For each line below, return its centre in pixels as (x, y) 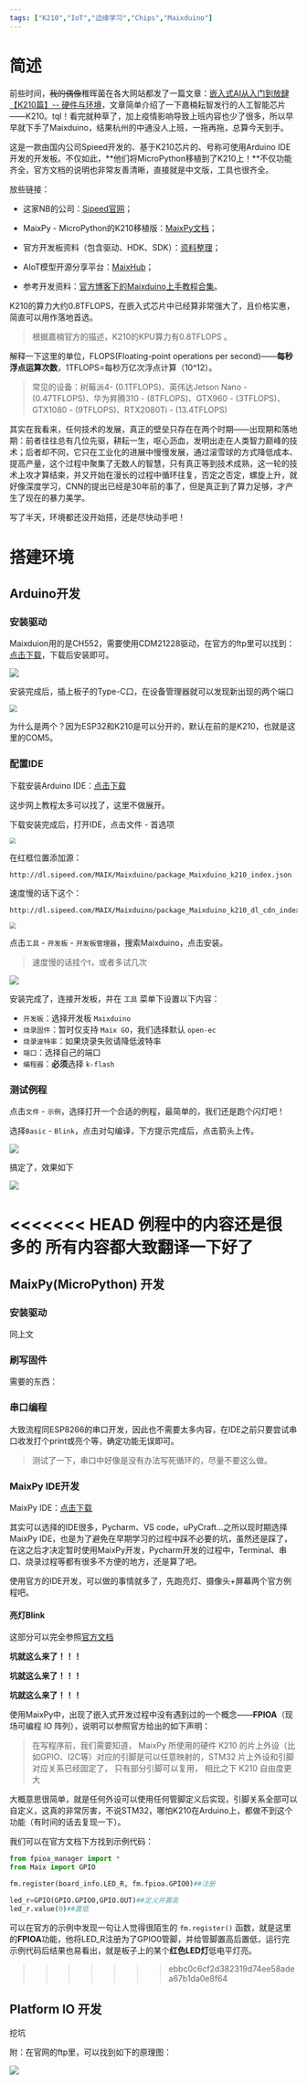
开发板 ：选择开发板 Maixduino (76, 1018)
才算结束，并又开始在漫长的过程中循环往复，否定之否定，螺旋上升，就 (165, 474)
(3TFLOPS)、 (260, 398)
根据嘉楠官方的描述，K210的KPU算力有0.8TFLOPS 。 (132, 336)
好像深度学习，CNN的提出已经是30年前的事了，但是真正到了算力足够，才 (148, 486)
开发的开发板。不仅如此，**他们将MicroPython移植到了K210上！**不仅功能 (151, 158)
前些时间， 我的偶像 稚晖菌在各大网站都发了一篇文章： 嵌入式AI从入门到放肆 (149, 93)
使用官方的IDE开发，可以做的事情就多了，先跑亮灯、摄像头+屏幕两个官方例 (151, 1581)
